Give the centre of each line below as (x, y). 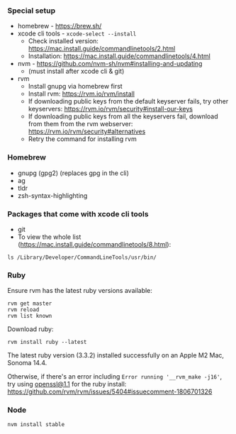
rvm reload (23, 310)
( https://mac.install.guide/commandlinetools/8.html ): (94, 244)
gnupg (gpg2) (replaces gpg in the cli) (73, 173)
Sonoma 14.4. (27, 363)
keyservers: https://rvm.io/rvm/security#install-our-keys (111, 109)
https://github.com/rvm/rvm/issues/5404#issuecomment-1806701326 (110, 391)
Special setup (32, 11)
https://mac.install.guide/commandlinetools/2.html (102, 49)
